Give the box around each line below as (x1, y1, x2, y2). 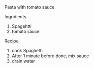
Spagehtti (11, 23, 31, 29)
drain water (11, 58, 35, 64)
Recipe (4, 38, 19, 44)
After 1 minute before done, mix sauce (11, 53, 89, 59)
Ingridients (4, 14, 27, 19)
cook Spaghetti (11, 48, 43, 53)
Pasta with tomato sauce (4, 4, 55, 10)
